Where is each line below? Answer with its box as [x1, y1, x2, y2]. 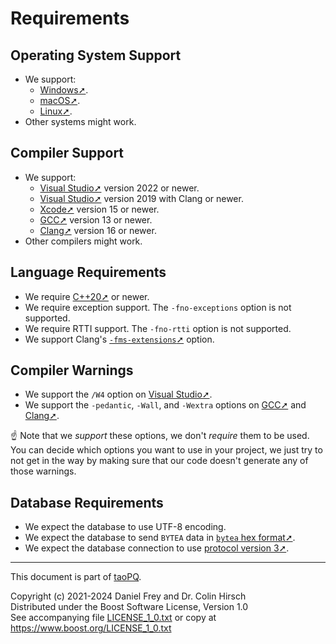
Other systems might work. [24, 116, 137, 127]
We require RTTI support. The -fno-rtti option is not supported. [24, 322, 292, 334]
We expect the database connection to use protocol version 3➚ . [24, 542, 290, 554]
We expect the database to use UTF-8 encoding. [24, 521, 227, 533]
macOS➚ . [39, 95, 81, 106]
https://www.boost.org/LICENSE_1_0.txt [10, 622, 172, 634]
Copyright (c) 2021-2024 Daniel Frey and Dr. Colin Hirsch [10, 590, 247, 602]
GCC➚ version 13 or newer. [39, 213, 153, 226]
